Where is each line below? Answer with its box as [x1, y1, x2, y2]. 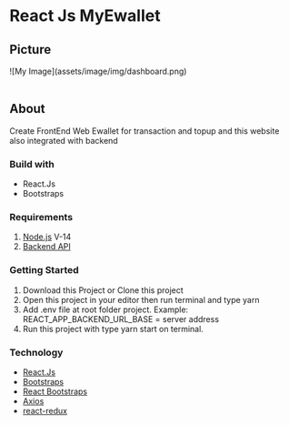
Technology [9, 346, 64, 359]
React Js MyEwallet [9, 5, 161, 26]
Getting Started [9, 264, 79, 277]
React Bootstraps [22, 386, 88, 397]
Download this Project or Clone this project [22, 284, 184, 296]
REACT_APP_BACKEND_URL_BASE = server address [22, 313, 220, 324]
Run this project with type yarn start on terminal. [22, 323, 204, 334]
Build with [9, 157, 55, 170]
